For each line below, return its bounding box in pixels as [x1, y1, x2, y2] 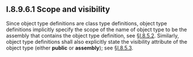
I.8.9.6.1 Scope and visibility [6, 5, 110, 14]
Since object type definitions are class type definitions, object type [6, 20, 167, 26]
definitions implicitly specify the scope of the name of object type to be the [6, 26, 187, 33]
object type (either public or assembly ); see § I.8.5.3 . [6, 44, 133, 51]
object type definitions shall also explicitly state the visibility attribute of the [6, 38, 188, 45]
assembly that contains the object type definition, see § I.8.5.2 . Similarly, [6, 32, 180, 39]
